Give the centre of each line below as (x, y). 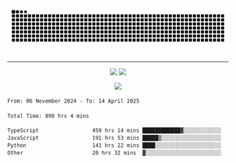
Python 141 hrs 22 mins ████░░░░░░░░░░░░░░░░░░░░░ (114, 145)
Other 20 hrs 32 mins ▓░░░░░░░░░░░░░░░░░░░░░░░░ (114, 152)
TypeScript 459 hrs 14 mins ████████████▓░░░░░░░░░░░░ (114, 131)
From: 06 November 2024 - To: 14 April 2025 (73, 101)
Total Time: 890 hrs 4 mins (48, 116)
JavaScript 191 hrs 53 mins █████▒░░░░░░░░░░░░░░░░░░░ (114, 138)
